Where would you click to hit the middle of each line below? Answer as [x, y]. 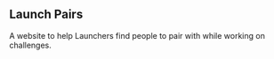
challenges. [30, 45]
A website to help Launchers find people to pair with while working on [137, 35]
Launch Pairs [46, 15]
